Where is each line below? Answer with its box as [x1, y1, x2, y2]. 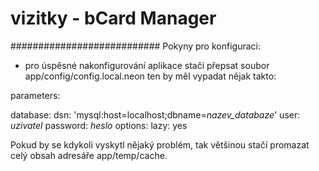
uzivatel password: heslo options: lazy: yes [10, 119, 188, 131]
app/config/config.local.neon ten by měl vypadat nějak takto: [24, 70, 277, 82]
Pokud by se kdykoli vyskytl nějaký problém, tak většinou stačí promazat [10, 138, 310, 151]
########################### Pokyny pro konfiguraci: [10, 40, 261, 52]
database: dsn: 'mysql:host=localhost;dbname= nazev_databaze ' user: [10, 108, 301, 121]
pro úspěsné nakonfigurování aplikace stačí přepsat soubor [24, 59, 270, 71]
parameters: [10, 89, 61, 101]
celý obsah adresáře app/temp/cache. [10, 149, 168, 161]
